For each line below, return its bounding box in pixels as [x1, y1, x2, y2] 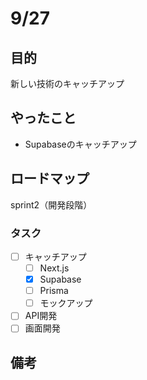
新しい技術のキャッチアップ [10, 78, 125, 89]
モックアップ [39, 297, 93, 309]
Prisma [39, 285, 69, 297]
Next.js [39, 262, 70, 274]
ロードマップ [10, 170, 90, 187]
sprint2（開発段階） [10, 198, 93, 211]
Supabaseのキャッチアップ [24, 138, 137, 150]
